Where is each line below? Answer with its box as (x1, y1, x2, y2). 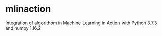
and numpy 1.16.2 (5, 25, 42, 31)
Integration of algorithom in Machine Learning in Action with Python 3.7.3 (5, 20, 157, 26)
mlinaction (5, 3, 51, 15)
